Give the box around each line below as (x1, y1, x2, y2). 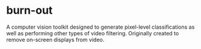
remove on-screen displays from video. (6, 36, 105, 43)
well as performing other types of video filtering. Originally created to (6, 29, 179, 36)
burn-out (6, 4, 53, 17)
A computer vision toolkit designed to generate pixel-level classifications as (6, 23, 195, 30)
